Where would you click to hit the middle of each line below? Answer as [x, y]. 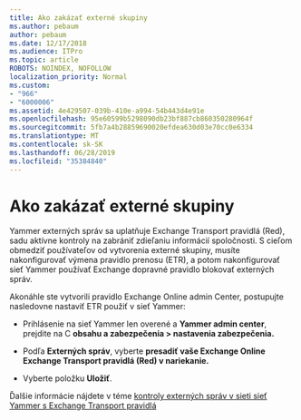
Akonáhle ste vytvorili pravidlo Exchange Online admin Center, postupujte [146, 297]
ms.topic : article [44, 60]
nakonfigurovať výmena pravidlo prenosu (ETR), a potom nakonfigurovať [145, 260]
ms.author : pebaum [44, 26]
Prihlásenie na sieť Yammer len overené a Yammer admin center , [145, 324]
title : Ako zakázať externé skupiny [78, 18]
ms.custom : [30, 85]
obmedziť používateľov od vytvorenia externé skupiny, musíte [125, 250]
